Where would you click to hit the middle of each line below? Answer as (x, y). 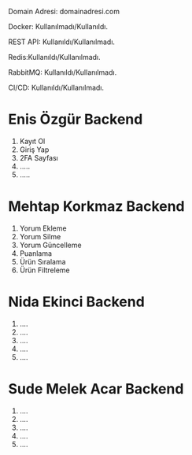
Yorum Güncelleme (50, 245)
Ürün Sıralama (42, 261)
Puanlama (36, 253)
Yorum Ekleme (43, 228)
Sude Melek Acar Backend (96, 389)
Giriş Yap (34, 150)
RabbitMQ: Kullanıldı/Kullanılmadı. (63, 72)
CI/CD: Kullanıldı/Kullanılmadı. (56, 87)
